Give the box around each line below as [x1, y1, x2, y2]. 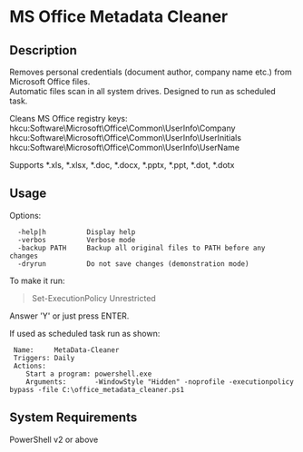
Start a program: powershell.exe [25, 369, 152, 378]
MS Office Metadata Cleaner [9, 6, 229, 27]
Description [9, 43, 77, 58]
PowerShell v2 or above [9, 434, 99, 445]
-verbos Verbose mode [17, 235, 136, 244]
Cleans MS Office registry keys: [9, 113, 128, 123]
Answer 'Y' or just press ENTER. [9, 310, 130, 321]
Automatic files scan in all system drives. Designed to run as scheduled [9, 86, 277, 96]
